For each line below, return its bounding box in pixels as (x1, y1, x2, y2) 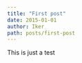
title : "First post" (7, 10, 67, 17)
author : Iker (7, 23, 45, 30)
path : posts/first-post (7, 29, 76, 37)
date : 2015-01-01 (7, 17, 57, 24)
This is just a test (7, 48, 55, 57)
